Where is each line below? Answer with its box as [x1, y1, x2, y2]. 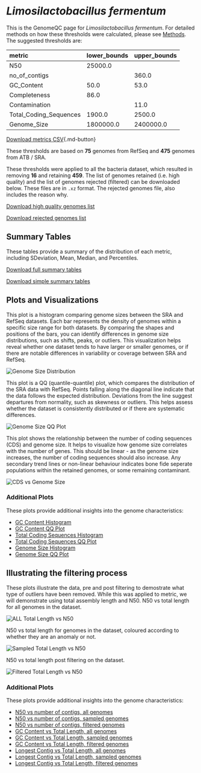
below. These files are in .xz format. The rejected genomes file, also [6, 184, 176, 192]
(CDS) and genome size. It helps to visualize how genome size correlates [6, 441, 188, 448]
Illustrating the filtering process [6, 568, 128, 578]
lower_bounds [86, 51, 128, 60]
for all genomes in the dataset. [6, 603, 82, 610]
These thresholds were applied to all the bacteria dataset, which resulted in [6, 165, 193, 172]
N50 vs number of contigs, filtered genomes [14, 721, 125, 728]
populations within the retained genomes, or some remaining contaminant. [6, 466, 191, 474]
